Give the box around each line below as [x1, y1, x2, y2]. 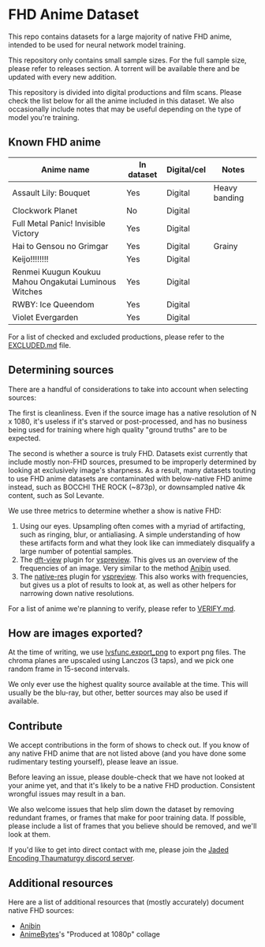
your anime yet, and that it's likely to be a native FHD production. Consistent [8, 781, 256, 790]
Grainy [213, 240, 238, 251]
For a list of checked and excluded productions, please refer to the [8, 332, 225, 341]
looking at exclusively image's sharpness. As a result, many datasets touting [8, 465, 256, 475]
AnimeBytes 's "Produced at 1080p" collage [19, 930, 160, 938]
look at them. [8, 830, 51, 839]
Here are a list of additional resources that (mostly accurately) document [8, 897, 244, 907]
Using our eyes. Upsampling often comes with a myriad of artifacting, [19, 521, 246, 530]
